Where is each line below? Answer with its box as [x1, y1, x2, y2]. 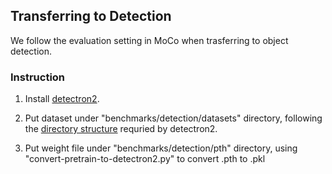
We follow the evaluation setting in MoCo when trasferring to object [10, 34, 289, 46]
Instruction [10, 70, 66, 84]
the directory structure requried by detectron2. [24, 123, 218, 135]
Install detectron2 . [24, 93, 100, 105]
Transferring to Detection [10, 8, 172, 25]
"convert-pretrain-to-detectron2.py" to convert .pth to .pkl [24, 153, 266, 165]
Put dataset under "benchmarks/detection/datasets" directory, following [24, 112, 323, 124]
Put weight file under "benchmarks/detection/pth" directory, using [24, 142, 298, 154]
